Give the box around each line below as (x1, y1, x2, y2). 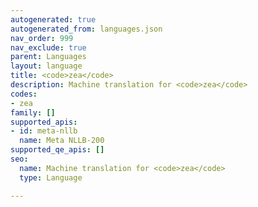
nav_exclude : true (10, 42, 87, 53)
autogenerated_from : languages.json (10, 24, 163, 34)
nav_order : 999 (10, 33, 74, 43)
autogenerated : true (10, 14, 97, 25)
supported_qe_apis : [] (10, 145, 105, 155)
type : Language (19, 172, 83, 183)
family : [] (10, 107, 56, 118)
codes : (10, 89, 38, 99)
